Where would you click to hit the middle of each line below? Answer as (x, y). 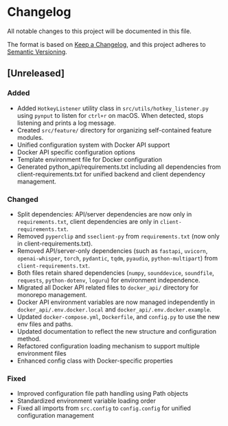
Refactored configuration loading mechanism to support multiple (109, 346)
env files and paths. (45, 324)
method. (29, 338)
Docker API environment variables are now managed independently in (116, 302)
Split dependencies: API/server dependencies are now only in (104, 214)
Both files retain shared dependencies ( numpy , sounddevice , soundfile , (115, 272)
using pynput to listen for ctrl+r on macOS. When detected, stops (110, 115)
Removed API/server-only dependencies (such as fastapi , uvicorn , (112, 251)
